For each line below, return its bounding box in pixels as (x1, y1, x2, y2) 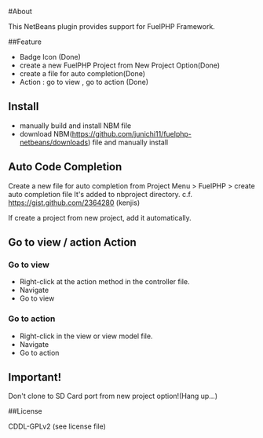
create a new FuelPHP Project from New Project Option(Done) (19, 60, 221, 70)
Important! (8, 370, 61, 384)
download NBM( (19, 129, 72, 138)
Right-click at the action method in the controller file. (19, 277, 190, 287)
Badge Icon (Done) (19, 53, 81, 61)
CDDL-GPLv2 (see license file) (8, 422, 106, 431)
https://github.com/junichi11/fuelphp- (71, 129, 192, 138)
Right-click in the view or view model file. (19, 331, 153, 341)
